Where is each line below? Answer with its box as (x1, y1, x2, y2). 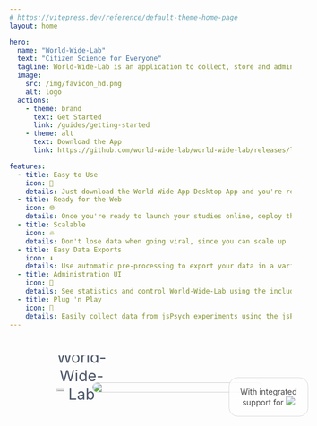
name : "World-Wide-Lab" (17, 46, 106, 55)
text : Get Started (32, 113, 102, 122)
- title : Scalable (17, 220, 87, 229)
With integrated (240, 386, 297, 396)
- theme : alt (25, 129, 74, 139)
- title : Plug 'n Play (17, 294, 102, 304)
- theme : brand (25, 104, 82, 113)
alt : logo (25, 87, 63, 97)
